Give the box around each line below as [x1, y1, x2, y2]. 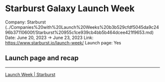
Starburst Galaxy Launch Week [5, 3, 135, 14]
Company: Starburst [5, 19, 46, 25]
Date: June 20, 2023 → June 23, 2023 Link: [5, 35, 94, 41]
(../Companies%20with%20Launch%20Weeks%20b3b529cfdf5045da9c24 [5, 24, 159, 30]
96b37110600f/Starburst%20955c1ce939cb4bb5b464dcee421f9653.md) [5, 29, 154, 35]
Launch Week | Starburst [5, 71, 55, 77]
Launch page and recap [5, 54, 79, 62]
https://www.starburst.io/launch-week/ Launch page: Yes [5, 40, 121, 45]
